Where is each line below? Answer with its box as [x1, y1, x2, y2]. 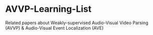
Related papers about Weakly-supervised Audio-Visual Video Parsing [5, 20, 148, 26]
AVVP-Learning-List [5, 3, 92, 15]
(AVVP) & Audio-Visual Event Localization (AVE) [5, 25, 104, 31]
